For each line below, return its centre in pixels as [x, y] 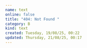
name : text [17, 10]
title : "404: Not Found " [32, 19]
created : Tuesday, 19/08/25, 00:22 [42, 33]
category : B [18, 24]
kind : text [17, 28]
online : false [20, 14]
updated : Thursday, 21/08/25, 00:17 [43, 38]
